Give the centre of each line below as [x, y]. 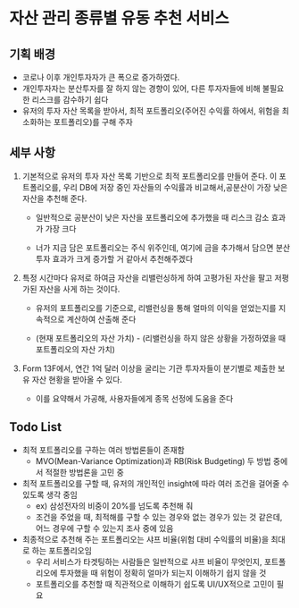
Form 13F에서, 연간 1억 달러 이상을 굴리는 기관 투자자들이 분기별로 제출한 [149, 368]
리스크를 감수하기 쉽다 [70, 100]
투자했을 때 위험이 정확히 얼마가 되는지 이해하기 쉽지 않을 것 [163, 572]
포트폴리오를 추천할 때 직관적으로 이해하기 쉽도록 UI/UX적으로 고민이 [155, 584]
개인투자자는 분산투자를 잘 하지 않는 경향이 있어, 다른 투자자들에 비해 [141, 89]
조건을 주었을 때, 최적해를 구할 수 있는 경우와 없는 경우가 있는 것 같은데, [159, 517]
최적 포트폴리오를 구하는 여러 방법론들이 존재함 [103, 450]
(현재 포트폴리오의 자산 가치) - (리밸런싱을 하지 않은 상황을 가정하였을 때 [161, 338]
